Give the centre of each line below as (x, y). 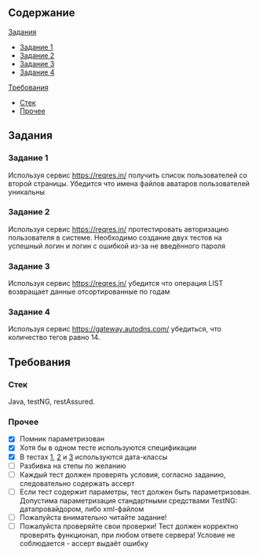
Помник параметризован (62, 439)
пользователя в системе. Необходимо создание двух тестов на (115, 237)
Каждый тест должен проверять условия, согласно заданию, (122, 474)
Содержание (42, 13)
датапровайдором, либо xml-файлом (82, 509)
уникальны (27, 192)
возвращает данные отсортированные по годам (89, 292)
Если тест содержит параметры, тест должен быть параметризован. (135, 492)
